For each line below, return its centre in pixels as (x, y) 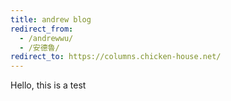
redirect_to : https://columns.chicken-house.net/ (116, 57)
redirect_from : (42, 29)
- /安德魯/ (39, 47)
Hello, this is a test (48, 85)
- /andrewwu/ (46, 38)
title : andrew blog (51, 19)
